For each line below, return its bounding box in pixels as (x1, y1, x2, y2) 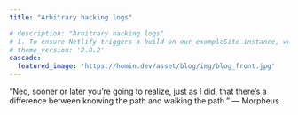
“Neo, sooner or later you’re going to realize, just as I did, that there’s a (9, 86, 268, 96)
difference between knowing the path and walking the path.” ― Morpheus (9, 96, 279, 106)
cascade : (9, 54, 42, 63)
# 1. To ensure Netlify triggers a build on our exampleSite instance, (9, 37, 279, 46)
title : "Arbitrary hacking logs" (9, 12, 133, 22)
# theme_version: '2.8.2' (9, 45, 105, 54)
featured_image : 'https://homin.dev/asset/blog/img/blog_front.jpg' (17, 62, 276, 71)
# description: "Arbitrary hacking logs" (9, 28, 165, 38)
